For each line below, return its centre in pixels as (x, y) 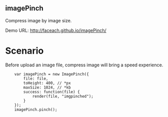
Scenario (24, 51)
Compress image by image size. (39, 20)
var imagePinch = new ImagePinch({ (52, 74)
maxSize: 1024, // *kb (47, 87)
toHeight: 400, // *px (47, 83)
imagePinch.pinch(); (36, 109)
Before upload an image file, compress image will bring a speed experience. (84, 65)
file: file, (36, 79)
